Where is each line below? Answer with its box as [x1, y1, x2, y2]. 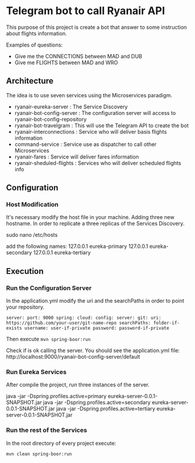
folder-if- [153, 320, 180, 326]
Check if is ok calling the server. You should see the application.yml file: [6, 347, 180, 354]
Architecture [6, 76, 54, 86]
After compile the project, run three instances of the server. [6, 381, 150, 388]
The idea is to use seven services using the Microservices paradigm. [6, 91, 173, 98]
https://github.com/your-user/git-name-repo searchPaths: [6, 320, 151, 326]
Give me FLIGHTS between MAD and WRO [14, 59, 119, 66]
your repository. [6, 303, 45, 310]
